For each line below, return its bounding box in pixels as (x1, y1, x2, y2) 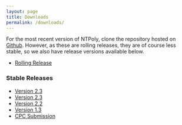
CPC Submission (14, 112, 56, 119)
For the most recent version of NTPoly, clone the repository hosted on (6, 36, 176, 43)
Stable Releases (6, 74, 53, 82)
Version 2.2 (14, 100, 43, 107)
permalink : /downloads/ (6, 19, 65, 25)
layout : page (6, 8, 38, 15)
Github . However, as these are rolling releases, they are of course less (6, 42, 176, 49)
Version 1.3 (14, 106, 42, 113)
